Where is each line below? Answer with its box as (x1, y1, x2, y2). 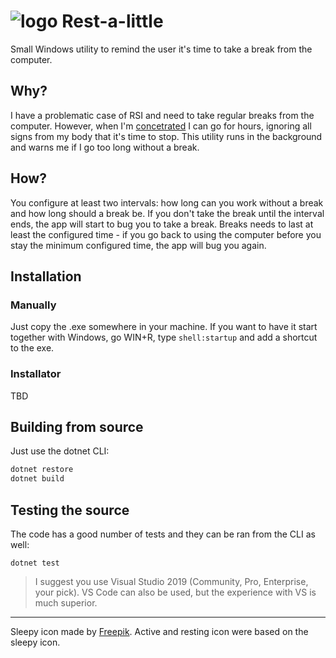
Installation (10, 268, 82, 285)
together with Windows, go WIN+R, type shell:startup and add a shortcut (10, 331, 318, 344)
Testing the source (10, 501, 130, 519)
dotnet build (10, 474, 65, 484)
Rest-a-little (61, 10, 164, 33)
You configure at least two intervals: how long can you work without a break (10, 196, 324, 209)
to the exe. (10, 342, 55, 354)
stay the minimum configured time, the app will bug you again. (10, 239, 267, 251)
